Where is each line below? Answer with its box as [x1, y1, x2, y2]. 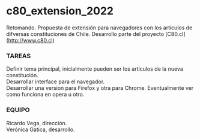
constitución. [6, 72, 38, 79]
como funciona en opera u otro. [6, 91, 85, 98]
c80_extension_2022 [6, 4, 114, 18]
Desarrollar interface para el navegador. [6, 78, 105, 85]
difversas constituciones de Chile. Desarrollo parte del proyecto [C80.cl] [6, 30, 186, 37]
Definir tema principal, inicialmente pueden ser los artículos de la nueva [6, 65, 183, 72]
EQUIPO [6, 106, 30, 114]
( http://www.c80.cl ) [6, 37, 55, 44]
